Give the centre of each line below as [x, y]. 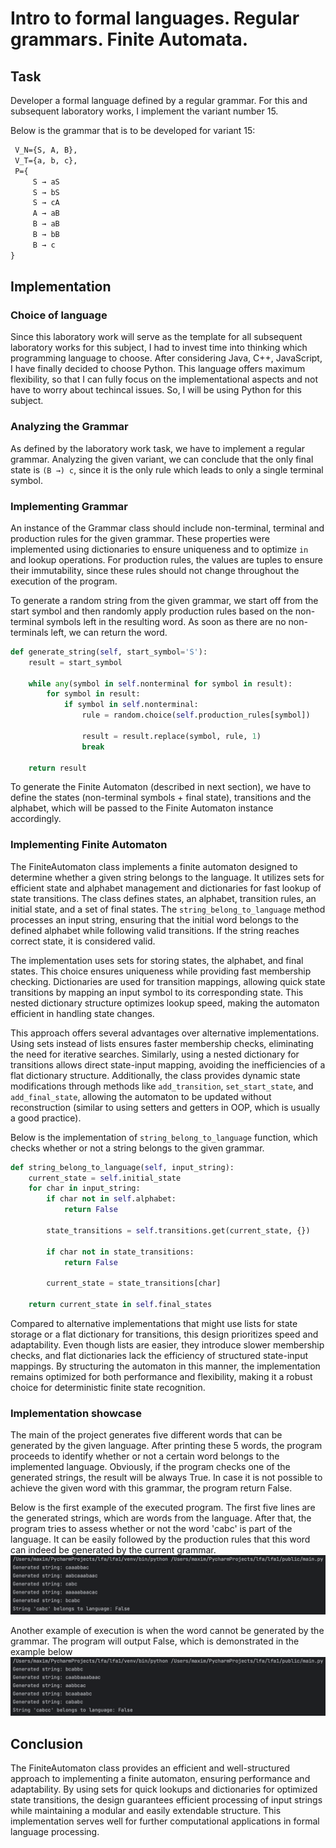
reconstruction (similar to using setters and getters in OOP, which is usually [165, 1107]
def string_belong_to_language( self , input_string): [122, 1167]
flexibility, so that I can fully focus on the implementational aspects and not [164, 379]
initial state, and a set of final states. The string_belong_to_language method [168, 909]
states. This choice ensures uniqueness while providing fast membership [161, 971]
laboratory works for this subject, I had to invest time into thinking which [159, 348]
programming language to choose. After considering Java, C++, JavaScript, [166, 358]
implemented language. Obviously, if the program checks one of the [150, 1467]
